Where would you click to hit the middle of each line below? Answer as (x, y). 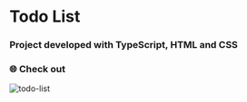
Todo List (45, 17)
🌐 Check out (38, 70)
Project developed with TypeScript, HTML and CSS (124, 45)
